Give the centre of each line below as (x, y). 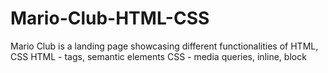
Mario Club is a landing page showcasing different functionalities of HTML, (164, 46)
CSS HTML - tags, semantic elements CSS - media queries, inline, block (158, 56)
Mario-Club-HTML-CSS (110, 18)
